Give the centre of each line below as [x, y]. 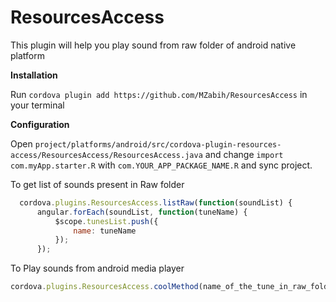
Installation [34, 75]
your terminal [37, 105]
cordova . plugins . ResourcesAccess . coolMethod [104, 287]
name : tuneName [105, 231]
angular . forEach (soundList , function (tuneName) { [142, 212]
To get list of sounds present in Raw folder [97, 184]
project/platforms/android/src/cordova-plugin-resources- [158, 144]
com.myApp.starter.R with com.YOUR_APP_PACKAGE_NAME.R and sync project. [161, 165]
